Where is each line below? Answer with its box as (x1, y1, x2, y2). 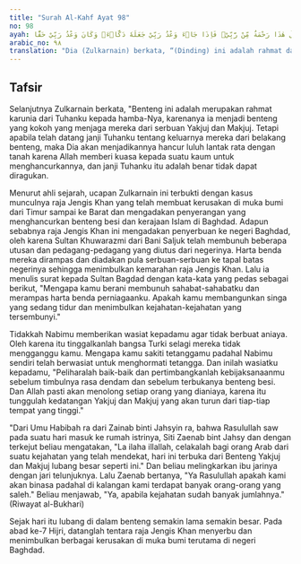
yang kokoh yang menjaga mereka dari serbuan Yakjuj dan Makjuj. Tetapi (9, 122, 279, 133)
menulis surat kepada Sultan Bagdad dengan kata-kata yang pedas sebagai (9, 273, 289, 283)
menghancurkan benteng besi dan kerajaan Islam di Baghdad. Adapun (9, 216, 269, 227)
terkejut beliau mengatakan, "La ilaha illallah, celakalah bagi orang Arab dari (9, 441, 289, 452)
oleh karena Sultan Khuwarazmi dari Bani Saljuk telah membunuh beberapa (9, 235, 288, 246)
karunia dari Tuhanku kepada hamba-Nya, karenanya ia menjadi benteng (9, 113, 278, 124)
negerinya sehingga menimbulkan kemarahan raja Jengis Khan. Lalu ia (9, 264, 271, 274)
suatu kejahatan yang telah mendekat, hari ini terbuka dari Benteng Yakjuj (9, 450, 280, 462)
